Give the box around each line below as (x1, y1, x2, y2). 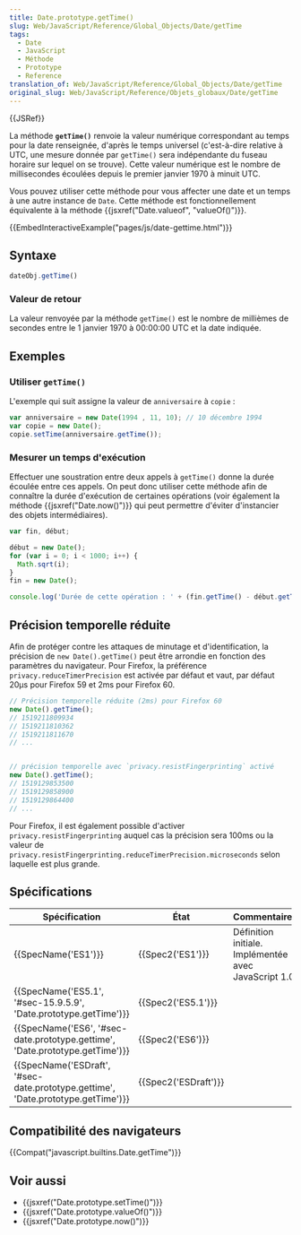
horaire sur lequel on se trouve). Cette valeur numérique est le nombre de (9, 159, 281, 169)
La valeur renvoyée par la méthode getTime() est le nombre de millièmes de (9, 313, 289, 324)
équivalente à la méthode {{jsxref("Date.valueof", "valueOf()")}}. (9, 204, 247, 215)
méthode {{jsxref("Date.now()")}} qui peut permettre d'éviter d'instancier (9, 500, 279, 511)
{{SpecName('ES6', (13, 1023, 96, 1035)
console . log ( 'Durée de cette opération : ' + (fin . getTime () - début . (9, 592, 279, 601)
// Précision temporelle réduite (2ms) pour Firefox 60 (9, 696, 222, 706)
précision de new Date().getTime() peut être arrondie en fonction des (9, 651, 266, 661)
